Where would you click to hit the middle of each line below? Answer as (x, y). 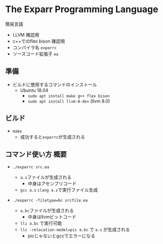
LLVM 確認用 (26, 34)
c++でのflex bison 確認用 (39, 41)
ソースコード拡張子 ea (35, 54)
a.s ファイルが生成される (46, 177)
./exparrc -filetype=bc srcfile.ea (50, 201)
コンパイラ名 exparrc (34, 47)
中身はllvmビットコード (52, 217)
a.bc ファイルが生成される (47, 211)
